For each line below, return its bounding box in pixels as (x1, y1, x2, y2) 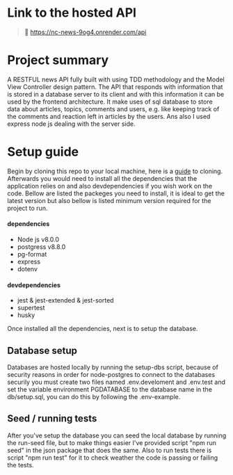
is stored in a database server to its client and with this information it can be (7, 90, 225, 98)
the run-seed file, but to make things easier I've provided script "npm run (7, 438, 217, 446)
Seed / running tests (7, 412, 97, 425)
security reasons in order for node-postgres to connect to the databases (7, 371, 216, 379)
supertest (17, 304, 45, 312)
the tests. (7, 460, 34, 469)
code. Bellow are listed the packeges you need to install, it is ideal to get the (7, 189, 225, 198)
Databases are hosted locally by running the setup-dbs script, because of (7, 363, 219, 371)
